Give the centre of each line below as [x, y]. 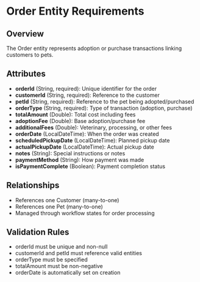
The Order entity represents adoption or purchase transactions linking [94, 48]
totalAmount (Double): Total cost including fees [75, 115]
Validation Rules [38, 232]
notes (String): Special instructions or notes [70, 153]
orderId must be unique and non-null [61, 247]
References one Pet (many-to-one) [59, 206]
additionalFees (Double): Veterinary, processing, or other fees [94, 127]
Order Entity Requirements [75, 11]
